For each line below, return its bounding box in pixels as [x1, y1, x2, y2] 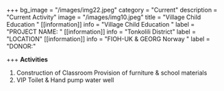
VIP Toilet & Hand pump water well [16, 76, 114, 84]
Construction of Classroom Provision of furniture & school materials [16, 68, 208, 77]
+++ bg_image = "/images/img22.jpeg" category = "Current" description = [6, 6, 218, 14]
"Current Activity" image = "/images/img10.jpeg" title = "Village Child [6, 13, 201, 21]
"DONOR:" [6, 42, 36, 50]
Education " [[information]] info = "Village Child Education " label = [6, 21, 195, 28]
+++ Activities [6, 55, 49, 64]
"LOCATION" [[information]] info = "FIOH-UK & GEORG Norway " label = [6, 35, 210, 43]
